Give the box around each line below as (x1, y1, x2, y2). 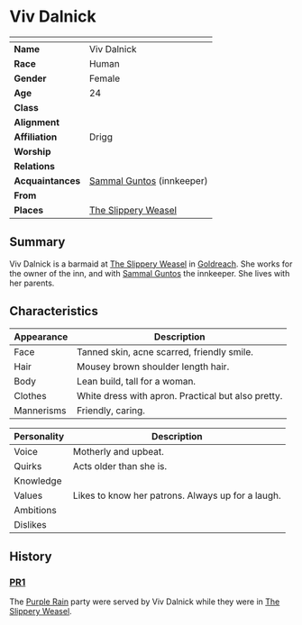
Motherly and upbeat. (72, 445, 164, 457)
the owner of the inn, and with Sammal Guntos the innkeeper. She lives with (9, 267, 290, 278)
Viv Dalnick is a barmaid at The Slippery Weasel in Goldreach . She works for (9, 258, 293, 269)
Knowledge (14, 475, 62, 487)
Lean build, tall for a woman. (76, 375, 197, 387)
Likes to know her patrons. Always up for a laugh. (72, 489, 281, 502)
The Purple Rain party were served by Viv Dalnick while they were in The (9, 596, 280, 607)
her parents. (9, 277, 55, 288)
